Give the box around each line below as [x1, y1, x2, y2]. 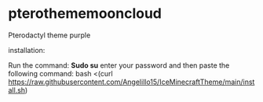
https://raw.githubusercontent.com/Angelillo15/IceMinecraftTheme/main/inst [8, 77, 255, 86]
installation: [8, 45, 46, 55]
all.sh [8, 85, 26, 94]
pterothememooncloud [8, 5, 163, 23]
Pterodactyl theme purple [8, 30, 91, 40]
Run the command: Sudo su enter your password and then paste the [8, 60, 230, 70]
